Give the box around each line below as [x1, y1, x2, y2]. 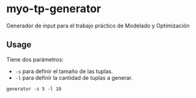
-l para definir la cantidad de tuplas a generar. [15, 74, 133, 81]
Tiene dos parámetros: [6, 55, 64, 63]
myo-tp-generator [6, 2, 102, 16]
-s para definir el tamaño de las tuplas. [15, 68, 113, 75]
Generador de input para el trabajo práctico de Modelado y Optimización [6, 22, 190, 29]
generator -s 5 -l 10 [6, 86, 62, 92]
